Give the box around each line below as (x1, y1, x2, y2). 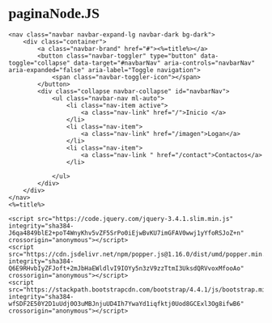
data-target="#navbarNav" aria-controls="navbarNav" (73, 58, 255, 67)
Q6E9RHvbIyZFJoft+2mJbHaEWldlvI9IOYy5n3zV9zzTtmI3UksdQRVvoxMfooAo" (8, 264, 244, 272)
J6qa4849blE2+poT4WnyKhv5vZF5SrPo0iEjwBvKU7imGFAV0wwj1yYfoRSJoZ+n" (8, 228, 244, 237)
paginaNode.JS (8, 5, 100, 22)
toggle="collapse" (8, 58, 70, 67)
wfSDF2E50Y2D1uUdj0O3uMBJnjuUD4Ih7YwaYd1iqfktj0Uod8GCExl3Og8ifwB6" (8, 300, 244, 308)
